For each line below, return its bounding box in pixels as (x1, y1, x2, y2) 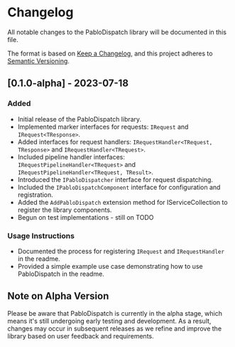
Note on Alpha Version (7, 290, 109, 302)
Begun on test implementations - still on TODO (17, 213, 154, 221)
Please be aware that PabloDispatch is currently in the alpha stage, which (7, 309, 222, 317)
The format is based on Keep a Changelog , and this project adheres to (7, 49, 213, 58)
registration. (17, 190, 53, 199)
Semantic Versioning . (7, 56, 70, 65)
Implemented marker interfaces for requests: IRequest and (17, 122, 189, 131)
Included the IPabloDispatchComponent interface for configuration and (17, 183, 221, 191)
